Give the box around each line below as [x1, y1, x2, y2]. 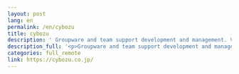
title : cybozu [7, 30, 50, 37]
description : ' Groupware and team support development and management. [7, 37, 228, 44]
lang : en [7, 17, 33, 24]
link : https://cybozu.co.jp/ [7, 56, 94, 63]
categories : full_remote [7, 50, 81, 57]
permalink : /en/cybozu [7, 23, 75, 30]
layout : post [7, 10, 46, 18]
